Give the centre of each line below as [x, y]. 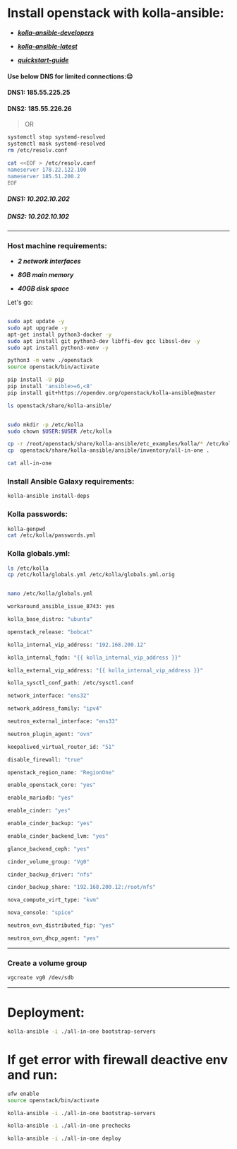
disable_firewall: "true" [45, 759]
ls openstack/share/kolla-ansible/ [60, 406]
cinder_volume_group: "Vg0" [49, 862]
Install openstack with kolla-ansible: [116, 13]
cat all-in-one [30, 463]
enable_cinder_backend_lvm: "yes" [58, 836]
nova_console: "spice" [41, 913]
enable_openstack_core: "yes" [52, 785]
